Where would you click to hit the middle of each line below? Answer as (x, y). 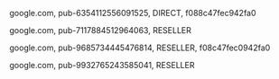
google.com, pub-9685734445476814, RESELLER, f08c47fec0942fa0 (140, 48)
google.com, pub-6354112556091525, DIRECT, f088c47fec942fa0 (133, 13)
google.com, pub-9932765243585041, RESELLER (102, 65)
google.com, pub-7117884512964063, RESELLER (100, 30)
